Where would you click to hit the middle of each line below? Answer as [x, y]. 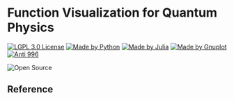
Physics [31, 27]
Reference [30, 89]
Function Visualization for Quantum [112, 13]
